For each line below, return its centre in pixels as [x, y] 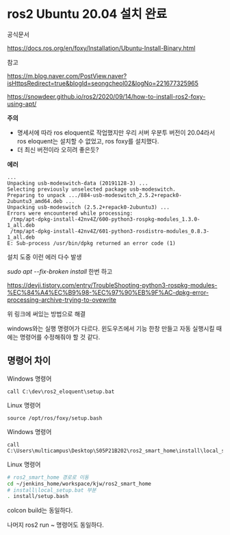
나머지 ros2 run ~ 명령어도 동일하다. [55, 525]
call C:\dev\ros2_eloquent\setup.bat [61, 392]
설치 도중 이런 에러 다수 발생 [44, 257]
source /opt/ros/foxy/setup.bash [55, 418]
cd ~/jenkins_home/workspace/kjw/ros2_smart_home [79, 484]
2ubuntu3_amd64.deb [35, 201]
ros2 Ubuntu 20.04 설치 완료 [87, 14]
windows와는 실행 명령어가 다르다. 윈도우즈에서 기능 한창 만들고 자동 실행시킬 [111, 328]
